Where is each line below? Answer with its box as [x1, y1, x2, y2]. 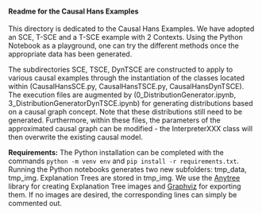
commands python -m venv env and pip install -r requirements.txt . [8, 156, 240, 166]
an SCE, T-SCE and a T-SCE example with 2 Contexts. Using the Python [8, 33, 244, 42]
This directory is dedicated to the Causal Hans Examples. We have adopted [8, 24, 255, 33]
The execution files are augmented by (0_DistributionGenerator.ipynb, [8, 90, 237, 99]
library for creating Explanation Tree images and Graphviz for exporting [8, 181, 241, 191]
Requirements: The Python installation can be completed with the [8, 148, 224, 158]
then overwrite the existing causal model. [8, 132, 143, 142]
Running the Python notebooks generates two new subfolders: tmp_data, [8, 165, 248, 174]
